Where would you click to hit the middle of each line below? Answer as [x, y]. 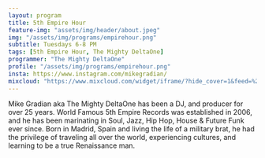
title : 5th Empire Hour [47, 23]
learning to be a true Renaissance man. [72, 145]
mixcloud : [24, 81]
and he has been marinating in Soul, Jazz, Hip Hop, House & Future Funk [126, 120]
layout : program [35, 15]
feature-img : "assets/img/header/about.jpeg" [84, 30]
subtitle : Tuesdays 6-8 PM [52, 45]
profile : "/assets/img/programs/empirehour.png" [90, 67]
